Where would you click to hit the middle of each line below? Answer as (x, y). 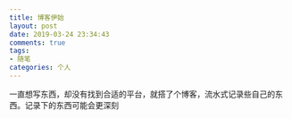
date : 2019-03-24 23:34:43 (59, 34)
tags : (19, 51)
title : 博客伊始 (37, 17)
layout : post (33, 26)
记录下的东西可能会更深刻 (71, 105)
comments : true (38, 42)
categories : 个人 (40, 68)
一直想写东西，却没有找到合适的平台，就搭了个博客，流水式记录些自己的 (142, 94)
